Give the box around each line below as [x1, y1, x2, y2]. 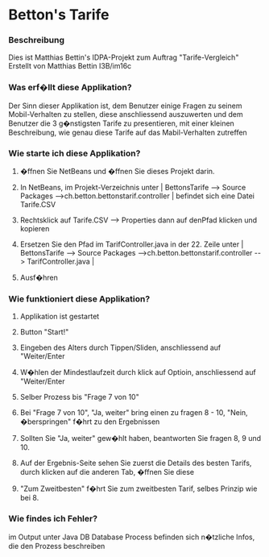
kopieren [19, 224, 50, 234]
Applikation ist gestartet [19, 312, 100, 322]
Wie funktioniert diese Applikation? [8, 293, 151, 304]
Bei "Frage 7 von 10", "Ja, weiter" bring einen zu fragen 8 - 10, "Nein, [19, 408, 248, 418]
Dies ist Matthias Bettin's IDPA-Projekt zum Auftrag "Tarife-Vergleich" [8, 52, 239, 62]
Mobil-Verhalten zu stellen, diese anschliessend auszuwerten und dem [8, 109, 243, 118]
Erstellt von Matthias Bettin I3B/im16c [8, 61, 132, 71]
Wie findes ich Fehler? [8, 513, 98, 525]
